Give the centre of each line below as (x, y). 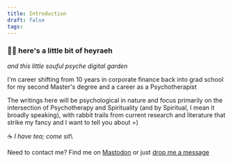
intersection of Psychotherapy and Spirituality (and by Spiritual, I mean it (111, 108)
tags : (15, 26)
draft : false (26, 20)
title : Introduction (37, 14)
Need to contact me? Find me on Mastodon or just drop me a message (109, 152)
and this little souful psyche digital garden (67, 66)
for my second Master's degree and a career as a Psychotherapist (102, 87)
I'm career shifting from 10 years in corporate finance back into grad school (115, 79)
